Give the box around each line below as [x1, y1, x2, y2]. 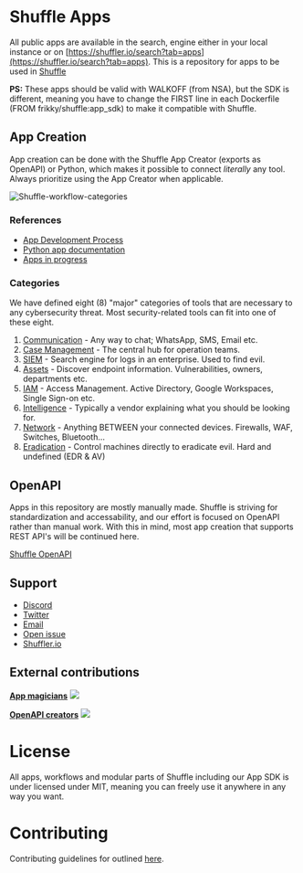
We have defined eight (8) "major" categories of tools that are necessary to [9, 297, 293, 308]
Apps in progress [22, 254, 89, 265]
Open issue [22, 628, 67, 639]
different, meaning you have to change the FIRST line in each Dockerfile [9, 93, 280, 104]
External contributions [9, 665, 140, 680]
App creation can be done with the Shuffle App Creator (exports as [9, 154, 262, 165]
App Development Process [22, 235, 124, 246]
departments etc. [22, 373, 89, 385]
